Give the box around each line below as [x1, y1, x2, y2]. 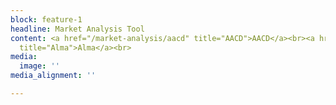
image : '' [19, 61, 60, 71]
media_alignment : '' [10, 71, 97, 81]
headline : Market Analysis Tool [10, 24, 145, 34]
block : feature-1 [10, 14, 83, 25]
